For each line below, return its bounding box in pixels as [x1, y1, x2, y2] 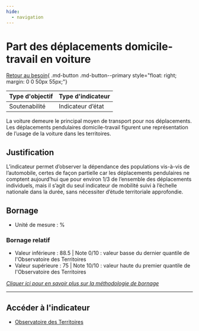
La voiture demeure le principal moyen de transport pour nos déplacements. [6, 117, 192, 125]
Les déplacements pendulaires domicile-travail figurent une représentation [6, 124, 188, 131]
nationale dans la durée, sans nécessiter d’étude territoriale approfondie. [6, 188, 184, 196]
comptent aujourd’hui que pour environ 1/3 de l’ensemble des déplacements [6, 176, 192, 183]
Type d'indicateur [59, 93, 111, 101]
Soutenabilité [9, 102, 46, 110]
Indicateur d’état [59, 102, 104, 110]
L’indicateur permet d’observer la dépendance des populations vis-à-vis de [6, 163, 190, 170]
